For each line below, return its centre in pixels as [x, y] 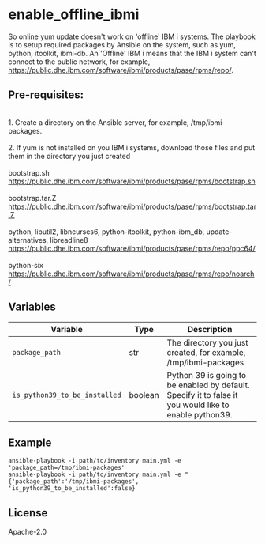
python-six [26, 265]
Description [210, 329]
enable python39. [200, 414]
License [28, 513]
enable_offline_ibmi [74, 15]
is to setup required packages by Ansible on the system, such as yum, [122, 44]
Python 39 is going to [207, 375]
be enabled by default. [208, 385]
